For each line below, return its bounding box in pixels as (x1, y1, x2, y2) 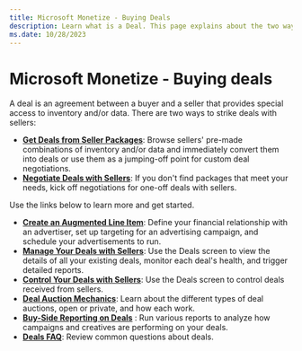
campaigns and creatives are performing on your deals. (22, 322, 229, 333)
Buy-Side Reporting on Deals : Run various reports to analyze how (22, 312, 271, 323)
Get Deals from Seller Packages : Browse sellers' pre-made (22, 135, 243, 145)
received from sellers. (22, 284, 103, 294)
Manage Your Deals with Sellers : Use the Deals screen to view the (22, 246, 271, 257)
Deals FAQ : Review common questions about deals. (22, 331, 214, 342)
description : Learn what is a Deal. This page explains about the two (9, 22, 280, 31)
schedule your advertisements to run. (22, 236, 162, 247)
